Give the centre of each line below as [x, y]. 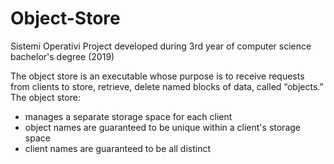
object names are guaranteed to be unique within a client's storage [162, 127]
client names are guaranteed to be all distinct [118, 148]
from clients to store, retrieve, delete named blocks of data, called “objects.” [167, 86]
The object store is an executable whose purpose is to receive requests [157, 76]
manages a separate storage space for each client [128, 116]
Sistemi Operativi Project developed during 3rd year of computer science [161, 46]
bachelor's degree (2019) [62, 56]
